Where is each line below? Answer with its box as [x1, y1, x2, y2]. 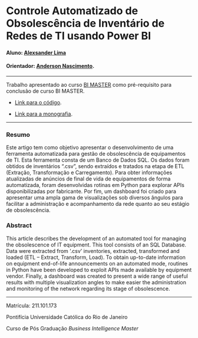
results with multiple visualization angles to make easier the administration [6, 278, 187, 286]
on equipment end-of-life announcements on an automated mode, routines [6, 260, 189, 267]
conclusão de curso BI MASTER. [6, 87, 85, 94]
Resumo [6, 130, 31, 139]
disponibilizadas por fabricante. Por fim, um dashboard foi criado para [6, 188, 177, 195]
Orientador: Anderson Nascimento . [6, 63, 95, 70]
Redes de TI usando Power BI [6, 29, 151, 42]
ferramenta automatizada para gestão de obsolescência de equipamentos [6, 150, 186, 157]
